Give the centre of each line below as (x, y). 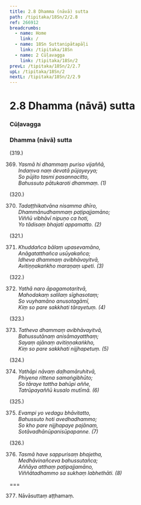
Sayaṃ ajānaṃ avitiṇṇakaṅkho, (56, 342)
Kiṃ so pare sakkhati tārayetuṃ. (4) (62, 307)
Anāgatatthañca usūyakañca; (54, 253)
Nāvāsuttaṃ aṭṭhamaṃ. (46, 496)
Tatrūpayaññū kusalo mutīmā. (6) (59, 390)
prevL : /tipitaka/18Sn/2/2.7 (45, 66)
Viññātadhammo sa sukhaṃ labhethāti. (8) (70, 473)
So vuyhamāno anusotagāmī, (54, 301)
